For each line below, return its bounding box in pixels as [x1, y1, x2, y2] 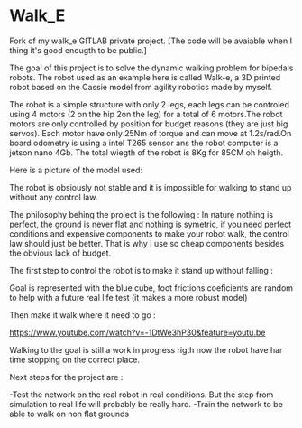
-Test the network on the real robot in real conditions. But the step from [9, 389, 274, 400]
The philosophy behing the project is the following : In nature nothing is [9, 209, 273, 219]
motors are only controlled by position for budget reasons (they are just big [9, 118, 288, 129]
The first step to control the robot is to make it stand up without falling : [9, 265, 273, 275]
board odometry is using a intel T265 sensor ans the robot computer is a [9, 137, 279, 148]
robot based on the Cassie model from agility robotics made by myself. [9, 81, 273, 92]
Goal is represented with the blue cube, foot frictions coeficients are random [9, 282, 294, 293]
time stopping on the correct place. [9, 354, 141, 365]
